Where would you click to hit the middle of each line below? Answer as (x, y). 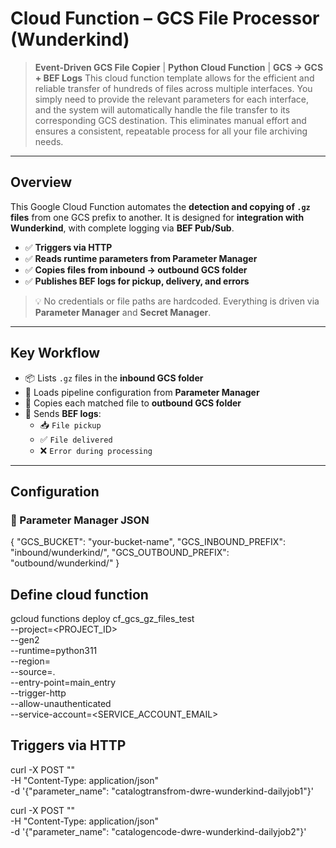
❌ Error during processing (96, 450)
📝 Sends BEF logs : (63, 413)
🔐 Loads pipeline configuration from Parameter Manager (142, 392)
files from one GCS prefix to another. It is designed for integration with (157, 217)
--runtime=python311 (54, 651)
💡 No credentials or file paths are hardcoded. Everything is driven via (177, 301)
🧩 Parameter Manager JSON (80, 520)
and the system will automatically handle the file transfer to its (162, 109)
